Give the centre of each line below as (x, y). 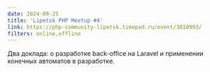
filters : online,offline (44, 34)
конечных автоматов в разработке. (61, 61)
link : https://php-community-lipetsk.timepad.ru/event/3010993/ (105, 27)
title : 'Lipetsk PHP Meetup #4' (55, 20)
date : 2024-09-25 (33, 14)
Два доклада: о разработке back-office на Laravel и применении (106, 54)
